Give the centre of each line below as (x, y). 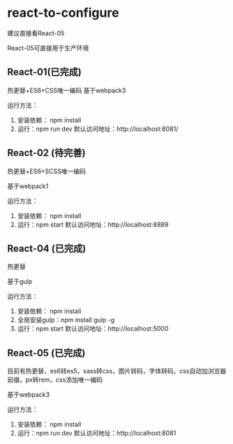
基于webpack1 (28, 186)
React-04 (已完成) (47, 249)
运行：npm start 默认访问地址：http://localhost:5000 (93, 329)
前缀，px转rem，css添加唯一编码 (55, 380)
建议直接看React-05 (36, 33)
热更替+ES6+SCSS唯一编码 (46, 171)
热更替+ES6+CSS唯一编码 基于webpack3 (67, 90)
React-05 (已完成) (46, 353)
